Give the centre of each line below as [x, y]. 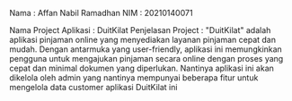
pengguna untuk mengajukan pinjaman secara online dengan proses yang [146, 59]
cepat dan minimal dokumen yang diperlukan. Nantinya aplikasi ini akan [142, 68]
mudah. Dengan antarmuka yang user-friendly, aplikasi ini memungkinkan [146, 49]
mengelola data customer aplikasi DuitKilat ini [93, 87]
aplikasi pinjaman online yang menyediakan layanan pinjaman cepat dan [143, 40]
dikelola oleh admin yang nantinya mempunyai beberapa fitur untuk [134, 78]
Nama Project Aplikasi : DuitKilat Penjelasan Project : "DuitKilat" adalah [140, 30]
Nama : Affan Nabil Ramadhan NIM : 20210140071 [101, 13]
